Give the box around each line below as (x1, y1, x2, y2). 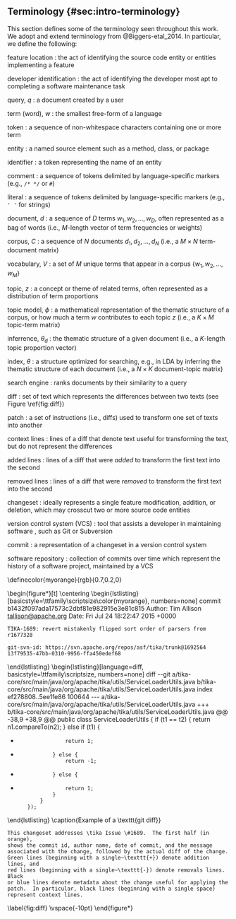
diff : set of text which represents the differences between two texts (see (7, 392, 219, 400)
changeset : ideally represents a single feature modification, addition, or (7, 498, 216, 506)
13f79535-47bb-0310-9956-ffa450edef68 (7, 650, 121, 657)
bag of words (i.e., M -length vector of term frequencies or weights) (7, 223, 203, 232)
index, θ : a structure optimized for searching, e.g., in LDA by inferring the (7, 357, 221, 365)
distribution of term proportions (7, 292, 99, 300)
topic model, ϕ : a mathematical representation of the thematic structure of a (7, 305, 230, 314)
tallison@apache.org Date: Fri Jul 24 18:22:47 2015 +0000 (7, 611, 177, 620)
